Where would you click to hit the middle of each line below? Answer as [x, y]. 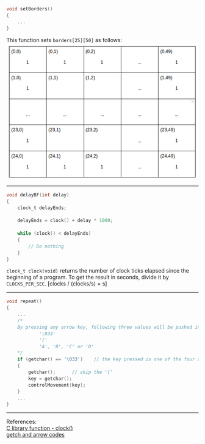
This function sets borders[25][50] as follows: [64, 40]
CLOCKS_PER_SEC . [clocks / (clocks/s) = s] [57, 284]
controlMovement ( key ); [57, 385]
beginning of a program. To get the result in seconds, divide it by [88, 277]
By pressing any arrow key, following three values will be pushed [105, 327]
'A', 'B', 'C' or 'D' [67, 346]
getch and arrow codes [36, 435]
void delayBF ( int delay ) [38, 195]
